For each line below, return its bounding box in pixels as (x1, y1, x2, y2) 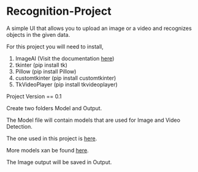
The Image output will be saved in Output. (6, 158, 112, 166)
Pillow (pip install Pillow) (15, 67, 77, 75)
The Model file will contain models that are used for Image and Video (6, 116, 181, 124)
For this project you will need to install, (6, 43, 104, 50)
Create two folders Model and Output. (6, 104, 102, 111)
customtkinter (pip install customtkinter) (15, 74, 116, 81)
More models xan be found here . (6, 146, 89, 154)
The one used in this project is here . (6, 135, 97, 142)
